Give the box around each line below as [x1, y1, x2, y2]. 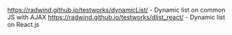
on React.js [7, 21, 40, 28]
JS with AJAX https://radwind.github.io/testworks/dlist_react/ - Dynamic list [7, 13, 226, 21]
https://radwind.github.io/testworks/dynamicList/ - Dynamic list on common [7, 6, 226, 14]
